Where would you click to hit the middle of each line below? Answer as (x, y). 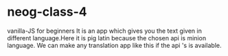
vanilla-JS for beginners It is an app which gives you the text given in (105, 31)
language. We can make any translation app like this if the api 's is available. (114, 45)
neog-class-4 (47, 12)
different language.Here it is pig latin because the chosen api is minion (107, 38)
